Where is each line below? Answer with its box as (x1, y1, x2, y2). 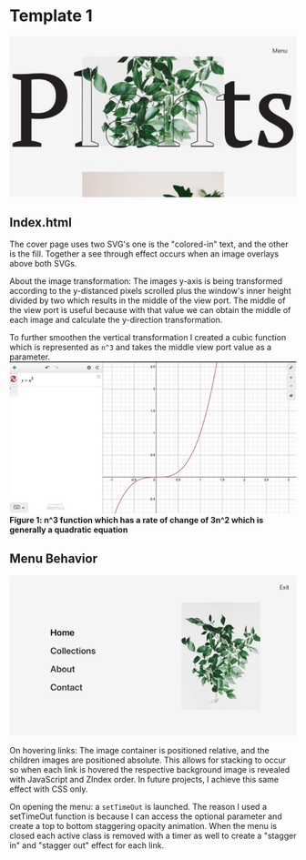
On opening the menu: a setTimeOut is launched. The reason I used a (9, 802, 267, 813)
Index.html (9, 215, 73, 230)
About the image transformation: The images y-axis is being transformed (9, 276, 282, 287)
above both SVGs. (9, 258, 77, 269)
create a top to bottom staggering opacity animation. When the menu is (9, 821, 278, 832)
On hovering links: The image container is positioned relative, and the (9, 745, 270, 756)
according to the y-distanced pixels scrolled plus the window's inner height (9, 286, 291, 297)
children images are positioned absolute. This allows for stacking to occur (9, 754, 287, 765)
